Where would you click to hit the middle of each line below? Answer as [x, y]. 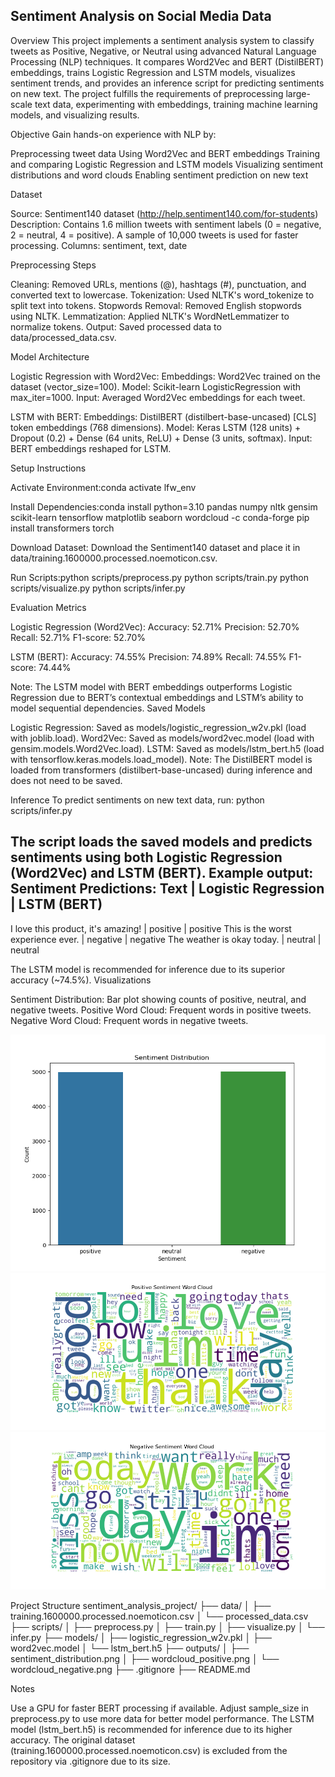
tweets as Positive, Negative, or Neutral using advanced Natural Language [163, 51]
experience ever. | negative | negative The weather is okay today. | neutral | [166, 939]
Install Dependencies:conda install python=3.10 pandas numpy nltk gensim [164, 506]
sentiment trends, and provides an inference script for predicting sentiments [167, 83]
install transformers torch [62, 528]
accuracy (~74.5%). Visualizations [81, 980]
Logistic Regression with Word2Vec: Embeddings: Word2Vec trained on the [165, 376]
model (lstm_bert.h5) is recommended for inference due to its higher [151, 1729]
